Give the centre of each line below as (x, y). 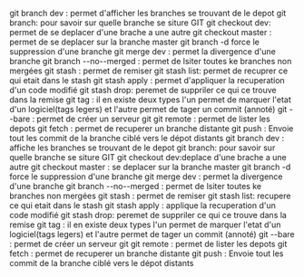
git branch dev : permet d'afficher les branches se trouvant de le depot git (148, 13)
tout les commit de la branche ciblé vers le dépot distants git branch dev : (147, 138)
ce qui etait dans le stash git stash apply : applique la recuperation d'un (143, 205)
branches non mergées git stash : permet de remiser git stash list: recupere (150, 196)
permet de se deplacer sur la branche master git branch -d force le (135, 42)
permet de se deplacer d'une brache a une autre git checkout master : (141, 32)
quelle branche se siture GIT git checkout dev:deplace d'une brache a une (148, 157)
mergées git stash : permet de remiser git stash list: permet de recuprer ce (149, 71)
